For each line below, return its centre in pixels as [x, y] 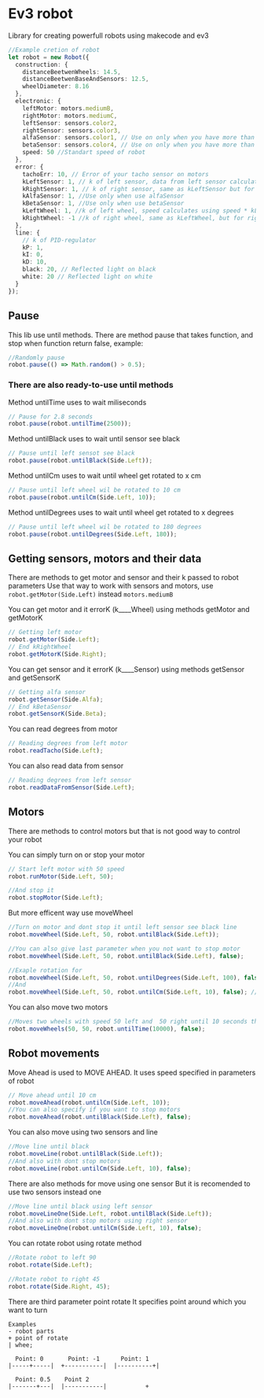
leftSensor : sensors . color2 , [70, 123]
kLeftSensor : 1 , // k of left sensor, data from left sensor [124, 182]
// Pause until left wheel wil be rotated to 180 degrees [105, 527]
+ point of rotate [38, 1338]
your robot [25, 839]
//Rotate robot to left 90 [52, 1258]
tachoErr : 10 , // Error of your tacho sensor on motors [116, 174]
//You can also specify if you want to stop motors [94, 1110]
